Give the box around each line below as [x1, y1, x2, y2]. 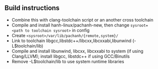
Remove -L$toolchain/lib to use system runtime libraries [11, 58, 124, 64]
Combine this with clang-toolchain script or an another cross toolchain [11, 17, 154, 23]
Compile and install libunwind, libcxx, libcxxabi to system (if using [11, 48, 143, 54]
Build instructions [4, 4, 59, 12]
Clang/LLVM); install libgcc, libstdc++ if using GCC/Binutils [11, 53, 130, 59]
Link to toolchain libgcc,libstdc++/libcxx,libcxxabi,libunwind [11, 38, 132, 44]
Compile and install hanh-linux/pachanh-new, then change [11, 22, 130, 28]
